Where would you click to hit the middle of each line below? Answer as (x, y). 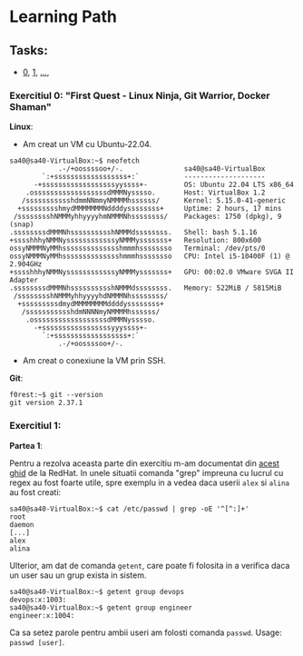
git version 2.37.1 (46, 403)
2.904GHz (26, 264)
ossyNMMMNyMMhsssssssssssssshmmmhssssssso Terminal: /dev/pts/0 (137, 248)
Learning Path (64, 17)
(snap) (22, 224)
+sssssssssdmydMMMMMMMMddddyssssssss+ (91, 304)
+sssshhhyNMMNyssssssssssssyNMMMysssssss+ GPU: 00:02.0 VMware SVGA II (152, 273)
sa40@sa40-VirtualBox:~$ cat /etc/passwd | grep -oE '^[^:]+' (129, 509)
